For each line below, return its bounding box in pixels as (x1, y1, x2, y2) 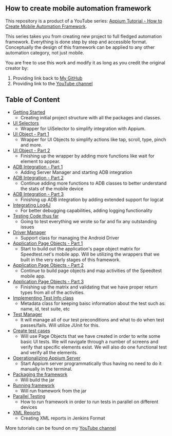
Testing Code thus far (12, 213, 59, 219)
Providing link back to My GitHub (12, 75, 83, 81)
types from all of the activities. (20, 289, 85, 295)
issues (20, 224, 34, 230)
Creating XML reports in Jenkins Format (20, 415, 105, 421)
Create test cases (12, 328, 50, 334)
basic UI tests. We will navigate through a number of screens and (20, 338, 159, 344)
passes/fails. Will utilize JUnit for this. (20, 322, 100, 328)
